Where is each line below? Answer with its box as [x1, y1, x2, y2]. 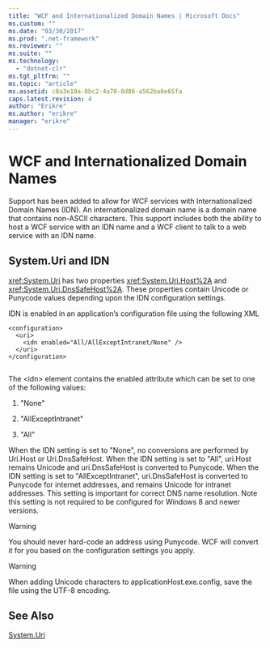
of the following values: [8, 382, 86, 392]
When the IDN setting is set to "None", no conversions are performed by [8, 445, 249, 454]
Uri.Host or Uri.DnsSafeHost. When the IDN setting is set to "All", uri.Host [8, 454, 252, 463]
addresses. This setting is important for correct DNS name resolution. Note [8, 488, 258, 498]
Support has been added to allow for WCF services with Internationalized [8, 196, 252, 206]
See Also [8, 609, 54, 623]
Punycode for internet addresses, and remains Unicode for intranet [8, 480, 232, 489]
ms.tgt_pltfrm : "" [8, 72, 70, 80]
